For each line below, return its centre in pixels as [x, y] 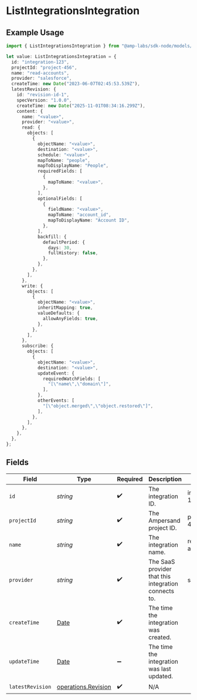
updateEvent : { [56, 373]
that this [160, 576]
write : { [32, 286]
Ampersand [164, 520]
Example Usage [35, 33]
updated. [161, 676]
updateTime [24, 661]
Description [165, 479]
